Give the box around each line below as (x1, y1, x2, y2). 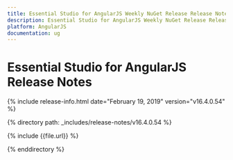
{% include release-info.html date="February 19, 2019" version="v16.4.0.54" (7, 97, 225, 106)
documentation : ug (7, 29, 60, 37)
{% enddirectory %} (7, 145, 64, 154)
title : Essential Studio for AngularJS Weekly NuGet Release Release (7, 10, 213, 17)
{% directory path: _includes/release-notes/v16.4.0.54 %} (7, 118, 172, 127)
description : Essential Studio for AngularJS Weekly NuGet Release (7, 17, 207, 24)
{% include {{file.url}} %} (7, 131, 79, 140)
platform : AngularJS (7, 23, 67, 30)
